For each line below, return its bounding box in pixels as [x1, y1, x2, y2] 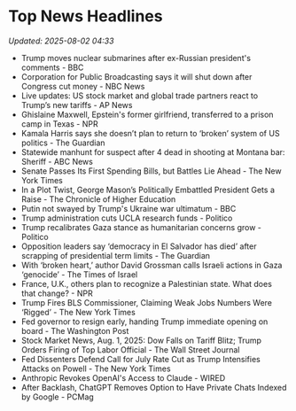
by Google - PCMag [20, 392, 94, 402]
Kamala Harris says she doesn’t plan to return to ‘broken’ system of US [20, 128, 280, 138]
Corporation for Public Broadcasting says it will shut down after [20, 71, 253, 81]
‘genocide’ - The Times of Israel [20, 268, 138, 280]
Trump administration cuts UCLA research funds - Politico [20, 213, 233, 223]
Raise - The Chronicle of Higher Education [20, 193, 176, 205]
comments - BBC [20, 62, 84, 73]
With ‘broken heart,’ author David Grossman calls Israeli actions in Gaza [20, 260, 283, 270]
